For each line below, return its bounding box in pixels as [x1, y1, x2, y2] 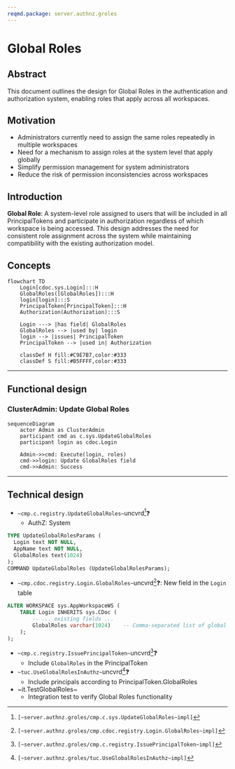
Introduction [7, 191, 63, 203]
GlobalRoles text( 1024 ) [13, 552, 83, 559]
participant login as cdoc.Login [20, 439, 117, 446]
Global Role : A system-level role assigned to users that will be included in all [7, 210, 227, 218]
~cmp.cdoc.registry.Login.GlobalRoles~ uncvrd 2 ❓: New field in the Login [17, 578, 227, 587]
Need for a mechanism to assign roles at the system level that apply [17, 148, 213, 156]
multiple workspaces [17, 141, 78, 149]
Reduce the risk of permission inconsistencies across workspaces [17, 170, 208, 179]
